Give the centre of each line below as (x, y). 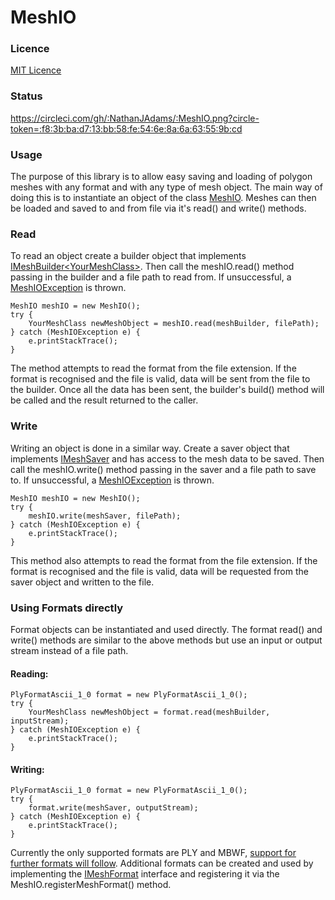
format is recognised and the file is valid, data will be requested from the (159, 571)
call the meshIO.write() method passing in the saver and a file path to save (163, 469)
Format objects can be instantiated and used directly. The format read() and (166, 629)
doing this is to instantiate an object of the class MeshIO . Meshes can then (163, 198)
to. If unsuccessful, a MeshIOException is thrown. (112, 480)
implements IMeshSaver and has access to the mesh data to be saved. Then (167, 458)
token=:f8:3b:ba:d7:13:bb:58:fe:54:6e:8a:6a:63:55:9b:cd (126, 128)
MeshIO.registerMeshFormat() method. (91, 885)
